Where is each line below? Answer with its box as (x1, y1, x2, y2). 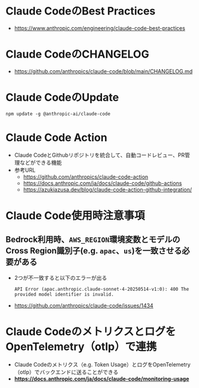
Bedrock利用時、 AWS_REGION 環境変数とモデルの (5, 234, 180, 245)
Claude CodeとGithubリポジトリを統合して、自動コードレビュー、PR (14, 151, 185, 159)
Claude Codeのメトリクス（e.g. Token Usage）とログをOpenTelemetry (14, 360, 191, 368)
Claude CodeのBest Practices (5, 4, 156, 18)
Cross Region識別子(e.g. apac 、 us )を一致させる (5, 246, 182, 256)
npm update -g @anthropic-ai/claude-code (5, 111, 111, 117)
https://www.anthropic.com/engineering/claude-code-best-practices (14, 24, 185, 32)
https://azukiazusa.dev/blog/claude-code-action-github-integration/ (23, 186, 192, 193)
